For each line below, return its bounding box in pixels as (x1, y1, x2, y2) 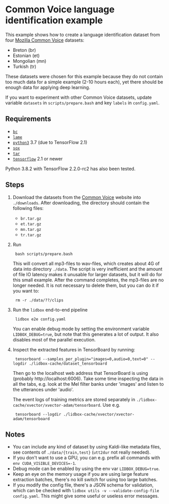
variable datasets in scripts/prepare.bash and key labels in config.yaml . (5, 99, 160, 106)
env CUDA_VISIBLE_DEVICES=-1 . (12, 460, 77, 466)
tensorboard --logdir (15, 411, 61, 417)
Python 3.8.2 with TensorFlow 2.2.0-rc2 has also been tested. (5, 166, 136, 172)
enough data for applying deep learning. (5, 84, 91, 91)
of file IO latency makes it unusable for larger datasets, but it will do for (12, 271, 162, 277)
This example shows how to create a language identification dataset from (5, 31, 160, 38)
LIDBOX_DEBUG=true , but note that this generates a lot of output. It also (12, 331, 159, 337)
